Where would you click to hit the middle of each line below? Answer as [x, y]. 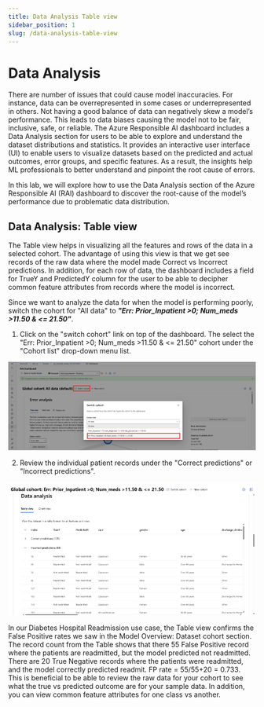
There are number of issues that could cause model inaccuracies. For [121, 95]
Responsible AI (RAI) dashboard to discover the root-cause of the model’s [127, 193]
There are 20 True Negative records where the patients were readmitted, [126, 661]
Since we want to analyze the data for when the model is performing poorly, [131, 302]
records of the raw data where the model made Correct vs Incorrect [118, 262]
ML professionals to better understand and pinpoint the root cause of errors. [132, 170]
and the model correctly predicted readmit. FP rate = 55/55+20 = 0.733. [125, 670]
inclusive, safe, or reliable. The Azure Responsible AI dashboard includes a [129, 128]
